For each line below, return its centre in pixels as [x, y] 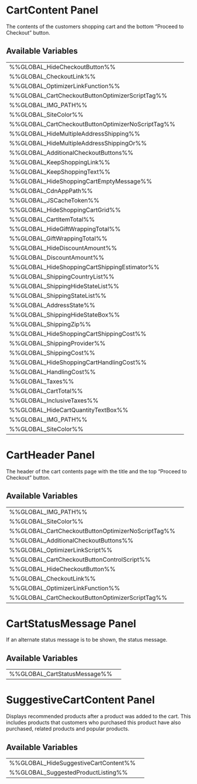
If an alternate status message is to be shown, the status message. [87, 640]
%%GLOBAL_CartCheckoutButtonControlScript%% [80, 559]
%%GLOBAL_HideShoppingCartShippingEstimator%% [84, 267]
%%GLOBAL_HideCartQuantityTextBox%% [69, 410]
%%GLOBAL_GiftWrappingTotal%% [58, 238]
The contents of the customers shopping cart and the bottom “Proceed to [95, 26]
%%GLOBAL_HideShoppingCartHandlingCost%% [78, 362]
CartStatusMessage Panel [71, 624]
